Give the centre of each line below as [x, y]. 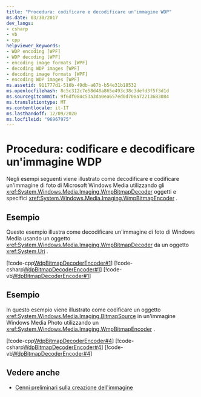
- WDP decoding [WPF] [34, 57]
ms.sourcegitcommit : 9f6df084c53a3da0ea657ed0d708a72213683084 [88, 97]
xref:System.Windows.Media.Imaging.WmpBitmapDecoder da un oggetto [98, 245]
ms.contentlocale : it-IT [38, 108]
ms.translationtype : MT [36, 102]
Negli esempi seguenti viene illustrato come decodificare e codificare [93, 179]
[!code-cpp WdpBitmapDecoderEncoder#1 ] [60, 263]
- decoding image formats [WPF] [47, 74]
